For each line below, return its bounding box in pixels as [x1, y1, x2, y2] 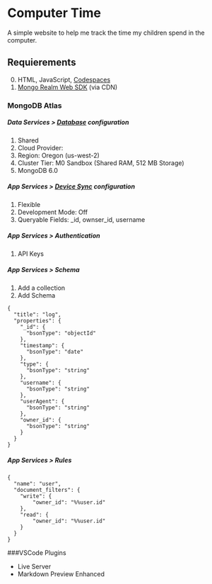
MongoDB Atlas [7, 101, 62, 111]
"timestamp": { [20, 342, 65, 349]
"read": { [20, 511, 49, 518]
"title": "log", [13, 310, 61, 318]
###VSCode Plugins [7, 548, 66, 557]
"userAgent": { [20, 398, 65, 405]
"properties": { [13, 317, 61, 324]
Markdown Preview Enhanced [17, 569, 105, 578]
